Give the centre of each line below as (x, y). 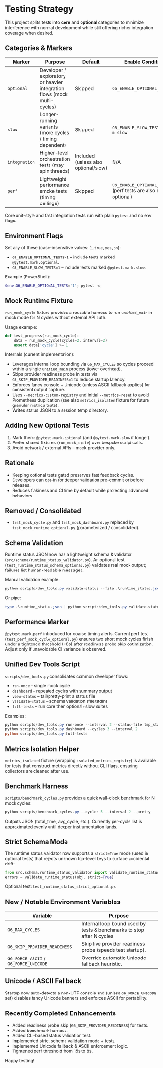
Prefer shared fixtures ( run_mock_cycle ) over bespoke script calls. (77, 442)
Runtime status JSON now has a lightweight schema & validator (68, 555)
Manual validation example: (32, 580)
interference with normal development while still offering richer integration (79, 27)
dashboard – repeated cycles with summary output (62, 691)
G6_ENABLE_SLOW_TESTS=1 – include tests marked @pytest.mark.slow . (79, 267)
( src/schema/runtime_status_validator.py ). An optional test (65, 560)
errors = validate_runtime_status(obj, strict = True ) (59, 877)
